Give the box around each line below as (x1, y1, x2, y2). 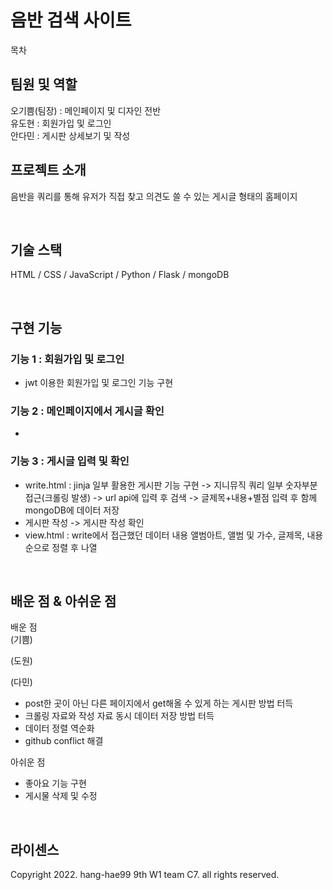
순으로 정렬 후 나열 (24, 541, 98, 553)
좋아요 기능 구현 (24, 777, 87, 790)
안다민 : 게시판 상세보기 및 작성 (10, 129, 131, 141)
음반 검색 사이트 (10, 9, 132, 32)
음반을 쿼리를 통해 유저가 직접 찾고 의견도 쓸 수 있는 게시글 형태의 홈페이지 (10, 190, 298, 202)
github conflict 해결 (24, 735, 104, 747)
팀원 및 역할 (10, 76, 78, 93)
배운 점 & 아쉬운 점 (10, 593, 117, 610)
